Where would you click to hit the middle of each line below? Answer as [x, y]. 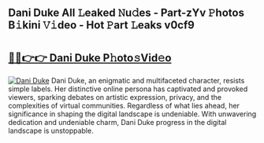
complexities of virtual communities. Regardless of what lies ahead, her [124, 106]
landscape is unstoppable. [51, 130]
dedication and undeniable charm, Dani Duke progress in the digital [117, 122]
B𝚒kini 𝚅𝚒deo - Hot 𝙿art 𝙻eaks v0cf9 [101, 26]
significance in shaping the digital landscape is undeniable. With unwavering [132, 114]
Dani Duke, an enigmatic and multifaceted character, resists [148, 81]
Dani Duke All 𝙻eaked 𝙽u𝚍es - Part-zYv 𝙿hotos [126, 13]
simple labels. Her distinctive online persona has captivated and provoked [128, 89]
